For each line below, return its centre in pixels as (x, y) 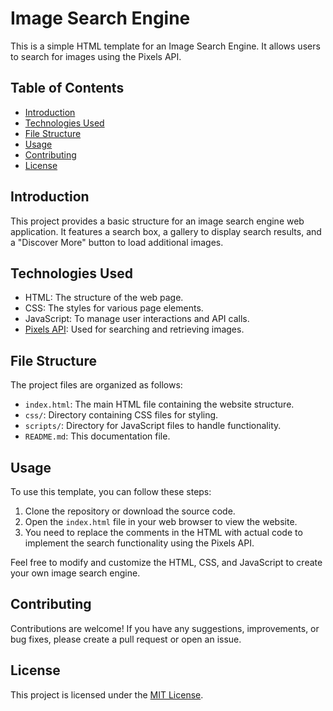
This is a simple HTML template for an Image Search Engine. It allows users (165, 46)
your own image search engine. (75, 573)
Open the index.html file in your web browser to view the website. (161, 521)
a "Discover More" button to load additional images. (117, 242)
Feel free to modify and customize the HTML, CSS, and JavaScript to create (166, 562)
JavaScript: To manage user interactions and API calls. (137, 319)
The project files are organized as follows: (96, 385)
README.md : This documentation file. (97, 436)
